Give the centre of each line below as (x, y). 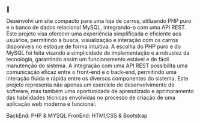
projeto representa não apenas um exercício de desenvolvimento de (90, 85)
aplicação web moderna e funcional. (51, 104)
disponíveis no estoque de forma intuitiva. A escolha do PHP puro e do (94, 46)
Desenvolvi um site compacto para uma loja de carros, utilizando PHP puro (99, 21)
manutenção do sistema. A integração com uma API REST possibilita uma (97, 66)
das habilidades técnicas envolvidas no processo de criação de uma (91, 97)
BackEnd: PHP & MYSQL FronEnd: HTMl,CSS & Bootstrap (77, 115)
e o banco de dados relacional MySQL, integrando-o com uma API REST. (96, 27)
